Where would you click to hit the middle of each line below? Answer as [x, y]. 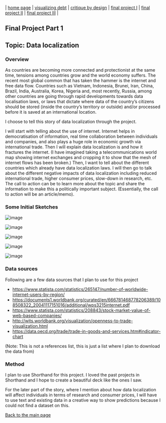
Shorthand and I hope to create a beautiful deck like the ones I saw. [74, 380]
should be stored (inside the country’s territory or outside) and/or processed [83, 107]
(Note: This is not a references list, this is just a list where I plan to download [83, 346]
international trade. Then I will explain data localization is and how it [74, 147]
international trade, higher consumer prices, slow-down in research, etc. [79, 178]
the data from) [20, 351]
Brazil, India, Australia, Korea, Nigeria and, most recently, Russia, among [79, 91]
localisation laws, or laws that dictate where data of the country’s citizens [80, 102]
